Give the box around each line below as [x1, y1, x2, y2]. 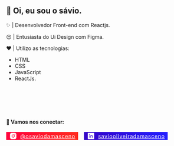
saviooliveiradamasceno [98, 132, 165, 140]
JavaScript [14, 68, 41, 75]
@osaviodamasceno [20, 132, 75, 140]
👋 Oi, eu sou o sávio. [6, 6, 82, 16]
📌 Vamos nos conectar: [6, 118, 65, 125]
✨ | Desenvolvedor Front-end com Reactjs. [6, 21, 110, 28]
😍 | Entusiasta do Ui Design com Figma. [6, 33, 104, 40]
